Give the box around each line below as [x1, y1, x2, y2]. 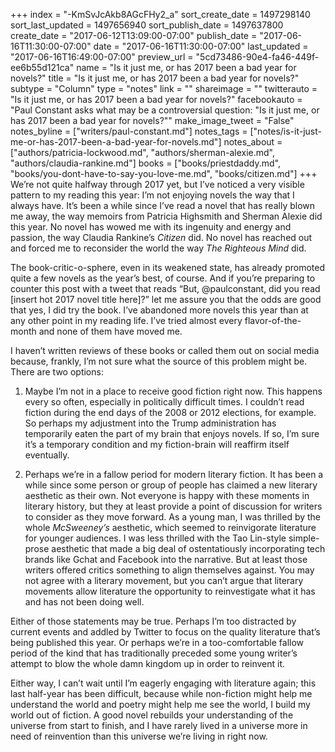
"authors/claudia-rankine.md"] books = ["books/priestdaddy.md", [10, 157, 281, 169]
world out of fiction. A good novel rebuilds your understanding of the [10, 709, 294, 721]
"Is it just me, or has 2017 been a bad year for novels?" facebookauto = [10, 94, 303, 105]
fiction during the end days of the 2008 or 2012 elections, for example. [24, 407, 317, 418]
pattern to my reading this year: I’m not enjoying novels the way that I [10, 189, 295, 201]
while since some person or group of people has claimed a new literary [24, 479, 318, 491]
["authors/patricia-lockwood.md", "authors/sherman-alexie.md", [10, 147, 275, 158]
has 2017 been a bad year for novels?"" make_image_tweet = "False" [10, 115, 295, 126]
